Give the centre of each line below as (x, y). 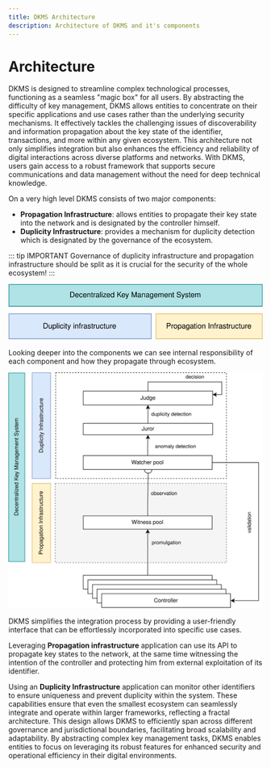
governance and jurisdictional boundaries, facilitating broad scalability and (132, 729)
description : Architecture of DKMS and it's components (104, 25)
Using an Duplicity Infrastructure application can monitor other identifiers (132, 686)
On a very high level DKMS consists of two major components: (112, 199)
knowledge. (28, 183)
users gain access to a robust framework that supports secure (112, 166)
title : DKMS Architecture (52, 17)
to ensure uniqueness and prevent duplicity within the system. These (123, 695)
